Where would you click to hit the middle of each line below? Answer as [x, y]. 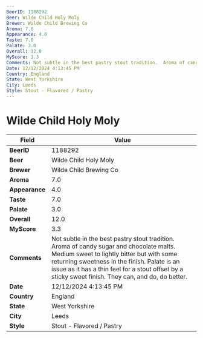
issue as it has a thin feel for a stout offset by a [117, 269]
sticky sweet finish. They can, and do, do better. [119, 276]
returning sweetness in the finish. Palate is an [115, 261]
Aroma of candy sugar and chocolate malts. [113, 246]
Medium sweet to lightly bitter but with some [114, 254]
